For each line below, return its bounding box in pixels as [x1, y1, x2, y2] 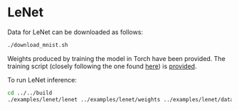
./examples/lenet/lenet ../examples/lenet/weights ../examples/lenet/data [7, 96, 234, 103]
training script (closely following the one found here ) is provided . [7, 62, 197, 70]
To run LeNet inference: [7, 75, 77, 84]
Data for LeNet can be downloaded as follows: [7, 28, 144, 36]
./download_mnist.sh [7, 41, 69, 48]
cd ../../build [7, 89, 53, 97]
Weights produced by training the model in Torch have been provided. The [7, 54, 225, 62]
